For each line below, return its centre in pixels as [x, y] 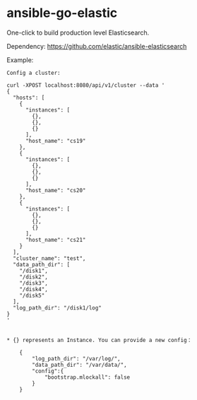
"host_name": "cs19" [55, 141]
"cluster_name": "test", [49, 258]
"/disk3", [34, 283]
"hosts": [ [29, 98]
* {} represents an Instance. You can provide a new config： [99, 340]
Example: [20, 60]
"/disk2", [34, 277]
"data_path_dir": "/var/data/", [80, 365]
